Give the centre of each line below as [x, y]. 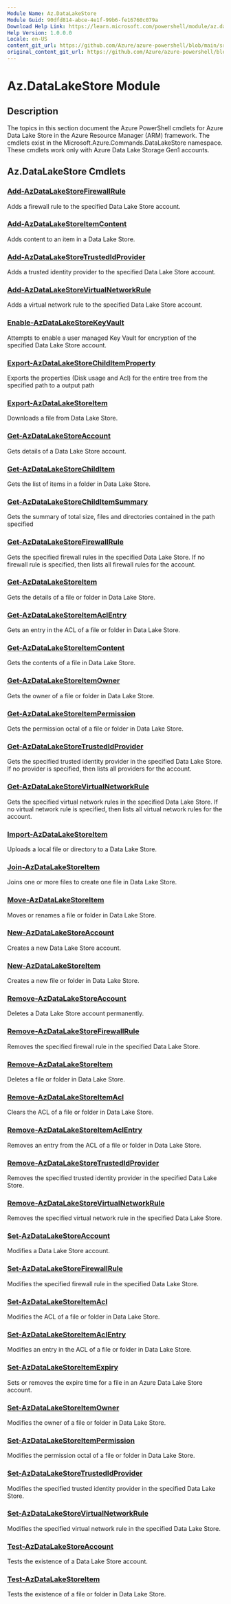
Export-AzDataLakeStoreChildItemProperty [81, 363]
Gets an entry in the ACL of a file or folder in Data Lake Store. [94, 630]
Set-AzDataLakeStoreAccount [58, 1236]
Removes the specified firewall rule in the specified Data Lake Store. [104, 1046]
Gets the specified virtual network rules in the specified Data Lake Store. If [113, 802]
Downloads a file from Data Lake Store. [63, 418]
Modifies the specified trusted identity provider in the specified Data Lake [111, 1488]
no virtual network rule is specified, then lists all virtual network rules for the [115, 809]
